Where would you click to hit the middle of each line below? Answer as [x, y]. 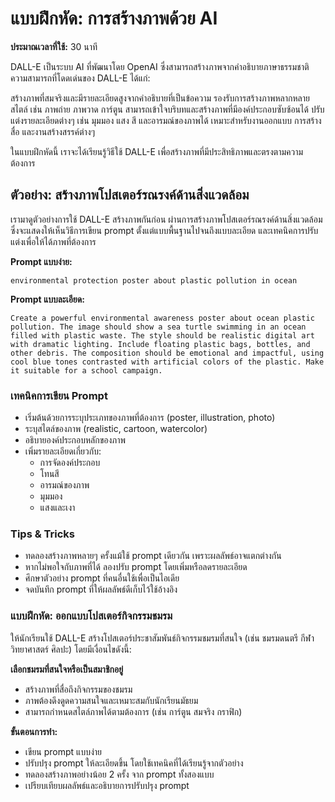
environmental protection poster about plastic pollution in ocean [154, 280]
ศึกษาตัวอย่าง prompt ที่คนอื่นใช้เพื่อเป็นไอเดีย [102, 578]
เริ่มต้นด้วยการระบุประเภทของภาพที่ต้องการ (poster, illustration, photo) [150, 418]
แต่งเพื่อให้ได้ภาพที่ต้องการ [53, 241]
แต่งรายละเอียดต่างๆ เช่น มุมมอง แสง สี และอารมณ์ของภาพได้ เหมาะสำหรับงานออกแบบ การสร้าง [166, 120]
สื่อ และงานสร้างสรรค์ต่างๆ [53, 131]
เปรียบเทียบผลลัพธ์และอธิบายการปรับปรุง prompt [107, 785]
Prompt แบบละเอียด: [47, 299]
